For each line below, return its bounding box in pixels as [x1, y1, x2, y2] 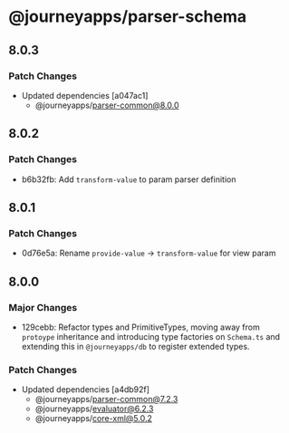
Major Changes [8, 301, 78, 313]
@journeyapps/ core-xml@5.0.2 [34, 413, 153, 424]
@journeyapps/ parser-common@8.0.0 [34, 100, 179, 111]
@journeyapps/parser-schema [8, 6, 247, 27]
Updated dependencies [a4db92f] [21, 384, 150, 395]
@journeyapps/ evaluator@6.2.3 [34, 403, 154, 414]
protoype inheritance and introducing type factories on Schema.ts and [21, 331, 281, 342]
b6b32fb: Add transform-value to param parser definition [21, 174, 236, 185]
